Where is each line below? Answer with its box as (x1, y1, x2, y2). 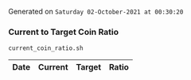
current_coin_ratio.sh (8, 44, 84, 52)
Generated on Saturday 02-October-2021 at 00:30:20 (8, 7, 184, 16)
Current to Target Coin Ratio (8, 26, 119, 37)
